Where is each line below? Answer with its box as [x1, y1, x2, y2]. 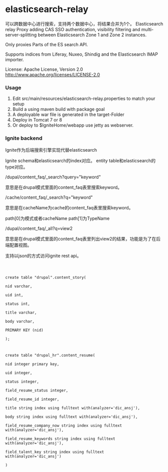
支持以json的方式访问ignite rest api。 [5, 253, 82, 259]
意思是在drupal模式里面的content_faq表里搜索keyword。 [5, 184, 122, 190]
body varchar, [5, 319, 35, 324]
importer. [5, 56, 24, 62]
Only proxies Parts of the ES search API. [5, 41, 88, 47]
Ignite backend [5, 135, 43, 142]
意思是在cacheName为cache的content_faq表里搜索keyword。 [5, 204, 133, 210]
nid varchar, [5, 284, 33, 289]
